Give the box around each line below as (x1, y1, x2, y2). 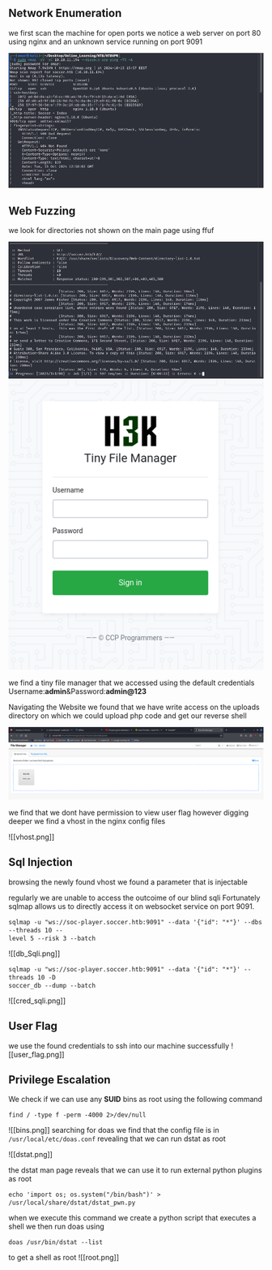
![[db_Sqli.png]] (8, 949, 61, 958)
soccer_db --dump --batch (8, 981, 96, 989)
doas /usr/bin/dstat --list (8, 1238, 104, 1246)
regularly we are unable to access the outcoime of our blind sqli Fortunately (8, 893, 261, 902)
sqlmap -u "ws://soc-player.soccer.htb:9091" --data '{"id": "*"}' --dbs (8, 918, 263, 926)
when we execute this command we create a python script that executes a (8, 1213, 257, 1223)
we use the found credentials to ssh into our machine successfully (8, 1040, 230, 1050)
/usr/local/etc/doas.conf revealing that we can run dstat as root (8, 1134, 227, 1143)
